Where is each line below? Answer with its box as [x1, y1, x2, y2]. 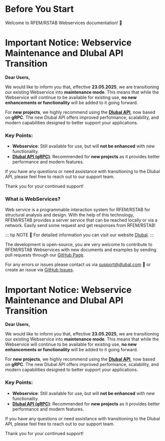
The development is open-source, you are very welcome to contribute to [5, 242, 153, 248]
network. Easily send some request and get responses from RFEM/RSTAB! [5, 222, 156, 228]
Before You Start [5, 3, 74, 15]
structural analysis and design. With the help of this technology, [5, 212, 134, 218]
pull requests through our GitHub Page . [5, 252, 85, 258]
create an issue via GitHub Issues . [5, 267, 74, 273]
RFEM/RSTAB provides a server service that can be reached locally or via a [5, 217, 158, 223]
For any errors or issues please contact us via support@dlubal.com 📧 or [5, 261, 151, 267]
